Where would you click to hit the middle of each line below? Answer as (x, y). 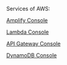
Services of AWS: (28, 9)
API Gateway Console (33, 44)
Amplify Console (27, 20)
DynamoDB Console (32, 55)
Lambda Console (28, 32)
